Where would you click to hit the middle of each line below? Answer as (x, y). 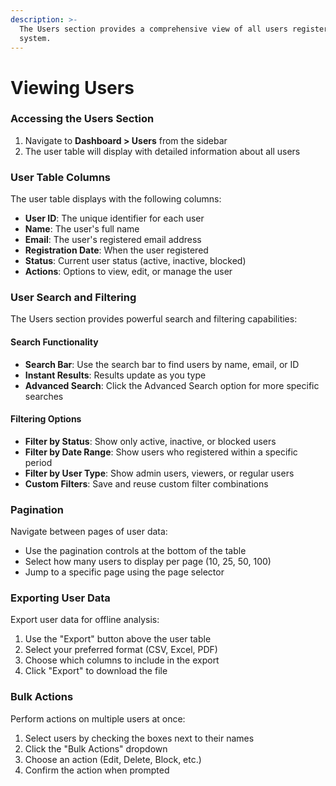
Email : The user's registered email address (113, 240)
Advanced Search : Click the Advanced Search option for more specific (172, 385)
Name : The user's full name (82, 229)
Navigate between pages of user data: (89, 532)
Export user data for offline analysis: (85, 620)
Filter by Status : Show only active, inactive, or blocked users (150, 441)
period (38, 462)
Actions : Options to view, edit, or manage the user (128, 272)
